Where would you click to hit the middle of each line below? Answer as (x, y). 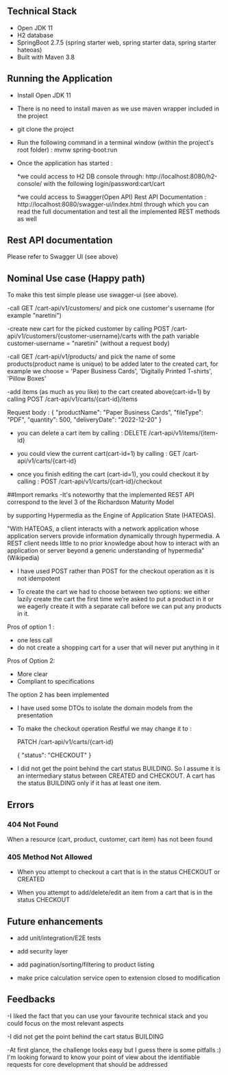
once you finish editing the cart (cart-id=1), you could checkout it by (113, 474)
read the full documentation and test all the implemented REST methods (118, 211)
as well (27, 218)
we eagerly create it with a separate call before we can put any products (119, 606)
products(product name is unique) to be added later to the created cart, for (113, 364)
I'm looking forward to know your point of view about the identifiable (104, 1057)
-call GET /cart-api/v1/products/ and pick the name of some (91, 357)
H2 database (35, 35)
